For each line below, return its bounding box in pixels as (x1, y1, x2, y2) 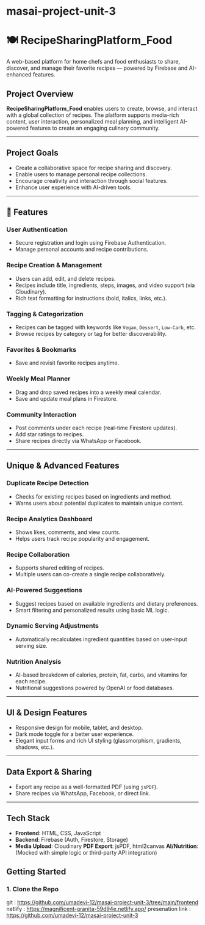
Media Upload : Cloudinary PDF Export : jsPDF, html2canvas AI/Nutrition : (15, 842, 199, 850)
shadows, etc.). (15, 743, 54, 751)
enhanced (6, 71, 32, 78)
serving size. (15, 642, 48, 649)
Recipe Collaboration (6, 550, 70, 559)
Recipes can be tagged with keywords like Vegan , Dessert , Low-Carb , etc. (15, 324, 196, 331)
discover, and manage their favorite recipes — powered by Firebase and (6, 64, 188, 72)
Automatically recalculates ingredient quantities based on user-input (15, 635, 187, 643)
